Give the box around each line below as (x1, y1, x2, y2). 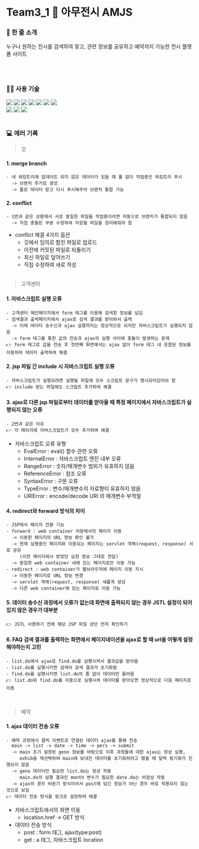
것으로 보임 (6, 787, 30, 793)
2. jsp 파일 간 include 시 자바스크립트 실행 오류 (6, 363, 115, 370)
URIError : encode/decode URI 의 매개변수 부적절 (23, 493, 141, 500)
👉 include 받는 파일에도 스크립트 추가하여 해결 (6, 384, 112, 390)
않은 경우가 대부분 (17, 606, 58, 613)
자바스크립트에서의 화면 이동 (14, 806, 81, 813)
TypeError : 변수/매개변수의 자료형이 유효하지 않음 (23, 485, 141, 492)
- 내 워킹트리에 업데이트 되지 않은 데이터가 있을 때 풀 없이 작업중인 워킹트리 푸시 (6, 174, 183, 180)
